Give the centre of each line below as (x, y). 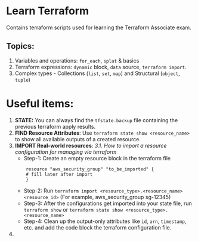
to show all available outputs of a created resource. (78, 139)
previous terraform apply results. (55, 126)
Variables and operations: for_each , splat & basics (77, 60)
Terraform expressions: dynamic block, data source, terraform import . (100, 67)
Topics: (20, 46)
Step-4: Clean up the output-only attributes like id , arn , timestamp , (105, 221)
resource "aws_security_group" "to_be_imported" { (90, 169)
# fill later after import (59, 174)
